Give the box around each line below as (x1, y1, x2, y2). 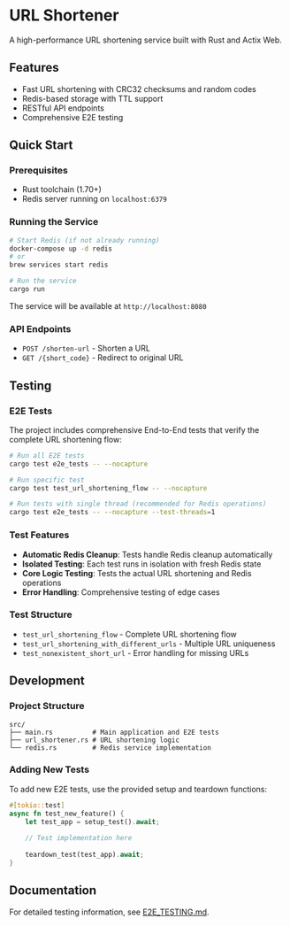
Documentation (9, 883, 97, 899)
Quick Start (9, 138, 73, 153)
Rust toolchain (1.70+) (21, 184, 102, 195)
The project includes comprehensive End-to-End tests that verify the (9, 424, 260, 435)
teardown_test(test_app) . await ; (25, 851, 144, 860)
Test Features (9, 529, 70, 541)
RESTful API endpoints (21, 103, 104, 113)
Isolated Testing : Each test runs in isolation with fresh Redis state (21, 559, 262, 569)
